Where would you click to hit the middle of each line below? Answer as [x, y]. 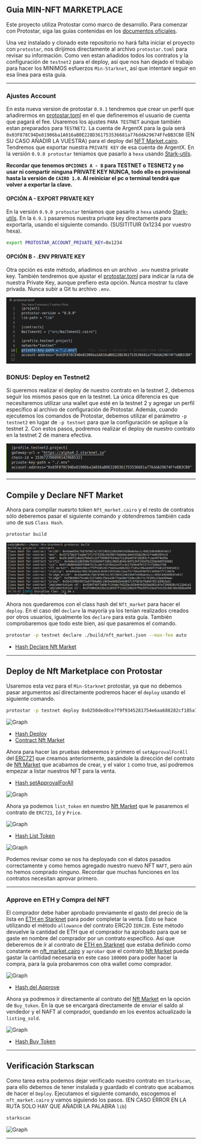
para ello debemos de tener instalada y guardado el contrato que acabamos [100, 1087]
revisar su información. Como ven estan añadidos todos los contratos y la [97, 55]
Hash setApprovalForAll [44, 782]
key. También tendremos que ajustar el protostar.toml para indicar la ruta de [100, 276]
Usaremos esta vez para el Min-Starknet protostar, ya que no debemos [94, 686]
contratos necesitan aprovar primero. [52, 878]
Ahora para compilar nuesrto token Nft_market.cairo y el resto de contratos [100, 510]
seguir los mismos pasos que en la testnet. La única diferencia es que [93, 397]
